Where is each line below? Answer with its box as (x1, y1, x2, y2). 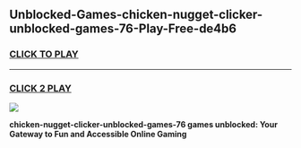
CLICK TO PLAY (9, 48, 79, 61)
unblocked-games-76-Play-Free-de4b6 (9, 22, 237, 37)
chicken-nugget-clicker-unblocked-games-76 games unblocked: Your (9, 118, 278, 129)
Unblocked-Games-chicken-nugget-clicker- (9, 7, 262, 22)
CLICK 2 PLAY (9, 82, 72, 94)
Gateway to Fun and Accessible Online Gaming (9, 128, 187, 139)
